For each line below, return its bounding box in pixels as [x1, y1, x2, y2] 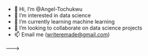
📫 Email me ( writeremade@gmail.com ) [14, 31, 110, 38]
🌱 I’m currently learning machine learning [14, 18, 115, 25]
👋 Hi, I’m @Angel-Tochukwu [14, 6, 83, 12]
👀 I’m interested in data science [14, 12, 91, 19]
